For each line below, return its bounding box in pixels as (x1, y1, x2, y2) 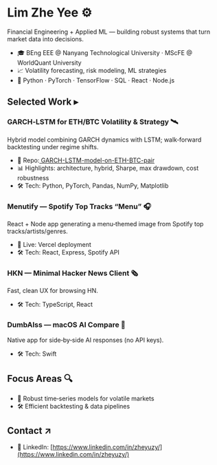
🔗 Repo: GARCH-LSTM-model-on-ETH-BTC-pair (16, 156, 155, 164)
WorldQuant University (16, 58, 82, 67)
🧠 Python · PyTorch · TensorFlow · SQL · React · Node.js (16, 76, 175, 84)
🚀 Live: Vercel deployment (16, 240, 91, 248)
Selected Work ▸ (7, 96, 79, 108)
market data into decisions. (7, 34, 84, 43)
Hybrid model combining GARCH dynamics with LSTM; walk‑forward (7, 136, 202, 144)
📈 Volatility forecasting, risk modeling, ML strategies (16, 66, 167, 74)
